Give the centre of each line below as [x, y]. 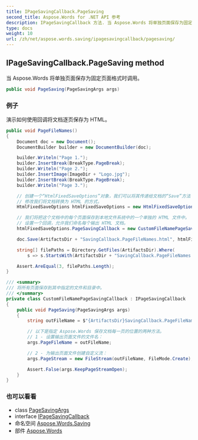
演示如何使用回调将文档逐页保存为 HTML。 [58, 119]
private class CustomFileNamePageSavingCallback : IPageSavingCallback [96, 299]
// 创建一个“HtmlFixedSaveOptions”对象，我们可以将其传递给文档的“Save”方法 [104, 196]
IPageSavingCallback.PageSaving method [85, 63]
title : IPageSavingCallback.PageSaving [55, 12]
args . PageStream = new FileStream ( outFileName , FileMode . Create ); [110, 358]
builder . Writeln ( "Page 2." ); [52, 169]
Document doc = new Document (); [56, 142]
